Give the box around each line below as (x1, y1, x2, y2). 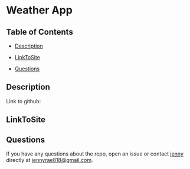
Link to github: (6, 97, 41, 104)
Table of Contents (6, 27, 74, 37)
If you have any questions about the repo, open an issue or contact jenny (6, 150, 184, 157)
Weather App (6, 4, 73, 17)
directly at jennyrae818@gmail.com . (6, 157, 93, 164)
